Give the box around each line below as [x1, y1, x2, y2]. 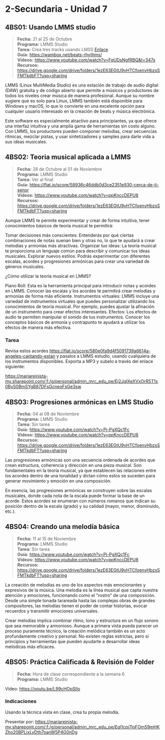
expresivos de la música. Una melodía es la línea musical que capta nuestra [5, 587, 158, 593]
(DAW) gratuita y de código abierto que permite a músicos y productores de [5, 88, 159, 93]
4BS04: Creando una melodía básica [5, 523, 120, 531]
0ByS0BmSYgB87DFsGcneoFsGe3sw [5, 384, 82, 390]
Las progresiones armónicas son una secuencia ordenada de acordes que [5, 457, 156, 463]
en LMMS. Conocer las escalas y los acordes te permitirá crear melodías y [5, 288, 156, 294]
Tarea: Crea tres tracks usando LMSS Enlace [17, 47, 109, 52]
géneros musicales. [5, 263, 45, 269]
